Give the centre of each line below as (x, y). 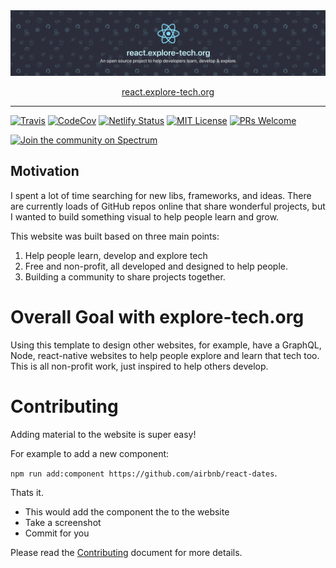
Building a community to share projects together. (125, 276)
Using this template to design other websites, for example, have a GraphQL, (166, 345)
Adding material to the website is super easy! (103, 434)
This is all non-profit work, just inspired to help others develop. (139, 366)
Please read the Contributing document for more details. (126, 552)
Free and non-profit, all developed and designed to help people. (156, 266)
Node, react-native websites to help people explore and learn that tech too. (165, 355)
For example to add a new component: (90, 453)
